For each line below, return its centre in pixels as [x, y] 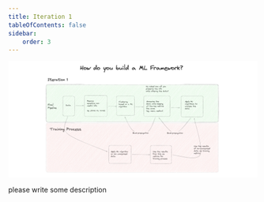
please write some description [57, 189]
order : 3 [37, 42]
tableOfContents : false [47, 25]
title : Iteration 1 [40, 17]
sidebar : [23, 33]
